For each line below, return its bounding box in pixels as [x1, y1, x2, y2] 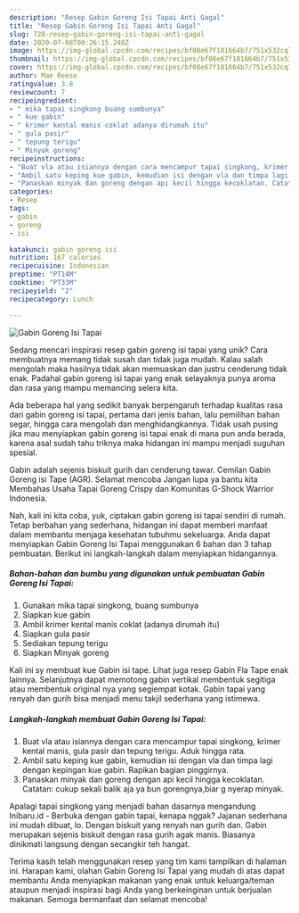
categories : [9, 187, 53, 196]
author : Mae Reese [9, 71, 77, 80]
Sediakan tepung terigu [21, 638, 109, 649]
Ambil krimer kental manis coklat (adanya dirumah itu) [21, 619, 221, 630]
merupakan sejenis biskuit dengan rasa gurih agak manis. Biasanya [9, 829, 255, 840]
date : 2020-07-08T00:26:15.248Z [9, 37, 129, 47]
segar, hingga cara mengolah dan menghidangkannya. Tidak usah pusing [9, 419, 279, 429]
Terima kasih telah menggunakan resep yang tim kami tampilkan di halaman [9, 856, 287, 867]
